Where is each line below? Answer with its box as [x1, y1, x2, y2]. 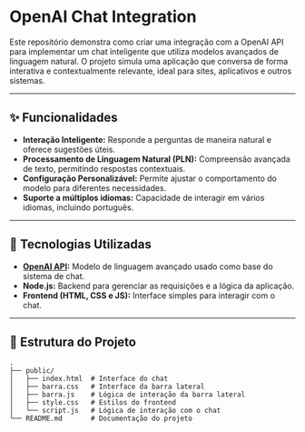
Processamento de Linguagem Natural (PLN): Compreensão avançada [22, 153, 290, 165]
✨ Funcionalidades [9, 110, 118, 126]
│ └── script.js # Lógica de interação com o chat [9, 407, 221, 416]
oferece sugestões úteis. [22, 144, 116, 155]
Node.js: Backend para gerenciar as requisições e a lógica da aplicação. [22, 280, 295, 291]
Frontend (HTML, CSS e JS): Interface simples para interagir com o [22, 289, 275, 301]
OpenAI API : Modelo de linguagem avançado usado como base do [22, 261, 274, 272]
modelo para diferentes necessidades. [22, 182, 167, 193]
